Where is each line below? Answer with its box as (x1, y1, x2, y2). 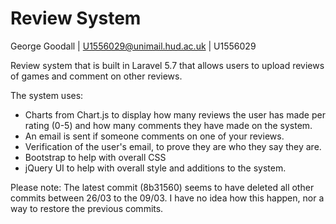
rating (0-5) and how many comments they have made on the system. (24, 119, 313, 131)
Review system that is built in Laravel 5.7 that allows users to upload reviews (10, 59, 325, 71)
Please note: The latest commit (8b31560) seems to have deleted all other (10, 181, 315, 193)
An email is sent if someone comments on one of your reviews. (24, 130, 285, 142)
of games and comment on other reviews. (10, 70, 183, 82)
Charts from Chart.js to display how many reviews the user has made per (24, 108, 326, 121)
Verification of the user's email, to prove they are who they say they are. (24, 140, 322, 152)
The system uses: (10, 89, 84, 101)
